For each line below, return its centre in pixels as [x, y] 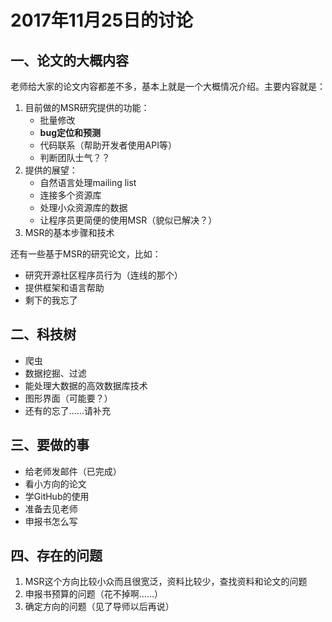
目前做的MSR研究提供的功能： [87, 107]
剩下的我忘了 [51, 300]
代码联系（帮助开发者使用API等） [108, 145]
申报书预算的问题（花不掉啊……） [93, 594]
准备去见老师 [51, 508]
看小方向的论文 [55, 483]
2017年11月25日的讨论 [102, 20]
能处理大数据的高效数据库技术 [86, 385]
